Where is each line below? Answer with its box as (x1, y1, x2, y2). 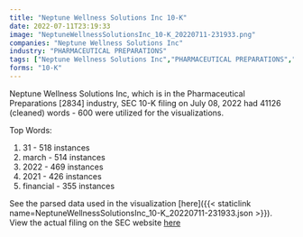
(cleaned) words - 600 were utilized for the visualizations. (9, 107, 225, 118)
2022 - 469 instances (22, 161, 104, 172)
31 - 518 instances (22, 141, 90, 153)
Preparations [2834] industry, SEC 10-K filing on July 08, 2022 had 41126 (9, 97, 281, 108)
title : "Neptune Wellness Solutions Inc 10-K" (9, 13, 188, 23)
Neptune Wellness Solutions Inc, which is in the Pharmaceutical (9, 87, 245, 99)
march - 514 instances (22, 151, 106, 162)
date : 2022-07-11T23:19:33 (9, 22, 111, 31)
